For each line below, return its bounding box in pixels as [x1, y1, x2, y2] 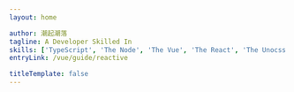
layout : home [9, 12, 57, 22]
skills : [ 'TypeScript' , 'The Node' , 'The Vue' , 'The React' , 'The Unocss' [9, 45, 290, 54]
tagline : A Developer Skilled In [9, 37, 132, 46]
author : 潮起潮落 [9, 28, 68, 38]
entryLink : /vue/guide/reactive [9, 54, 128, 63]
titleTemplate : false [9, 70, 89, 79]
